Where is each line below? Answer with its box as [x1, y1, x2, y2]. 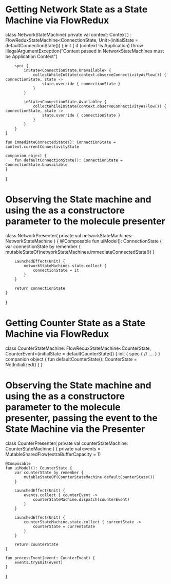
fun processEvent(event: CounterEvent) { [5, 555, 96, 560]
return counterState [14, 542, 59, 547]
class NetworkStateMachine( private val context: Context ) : [5, 31, 132, 37]
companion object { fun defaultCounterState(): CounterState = [5, 356, 137, 362]
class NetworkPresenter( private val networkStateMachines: [5, 232, 132, 238]
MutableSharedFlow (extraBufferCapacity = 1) [5, 451, 101, 457]
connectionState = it [32, 268, 80, 273]
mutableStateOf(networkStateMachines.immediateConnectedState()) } [5, 249, 155, 255]
